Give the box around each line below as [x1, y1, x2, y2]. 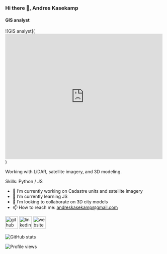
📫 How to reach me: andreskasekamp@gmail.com [12, 204, 118, 210]
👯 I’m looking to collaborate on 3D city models [12, 199, 108, 205]
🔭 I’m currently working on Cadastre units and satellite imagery [12, 188, 143, 194]
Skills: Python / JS [5, 178, 43, 185]
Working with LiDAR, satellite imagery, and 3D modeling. [5, 169, 122, 175]
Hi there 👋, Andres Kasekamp [5, 5, 79, 12]
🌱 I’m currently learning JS [12, 193, 68, 200]
